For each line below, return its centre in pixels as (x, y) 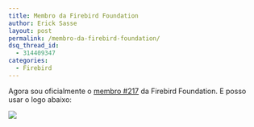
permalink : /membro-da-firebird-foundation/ (84, 38)
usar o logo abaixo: (40, 99)
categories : (28, 61)
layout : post (30, 31)
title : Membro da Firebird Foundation (73, 16)
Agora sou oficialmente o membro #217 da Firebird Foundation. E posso (127, 91)
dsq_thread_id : (34, 46)
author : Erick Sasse (43, 23)
